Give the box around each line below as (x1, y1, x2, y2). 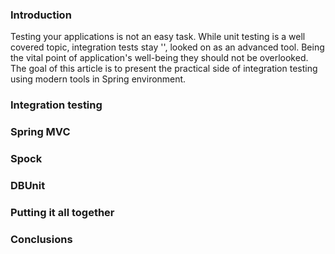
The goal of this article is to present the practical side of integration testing (10, 63, 318, 75)
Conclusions (10, 232, 73, 246)
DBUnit (10, 178, 46, 192)
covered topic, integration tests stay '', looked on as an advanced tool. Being (10, 41, 325, 53)
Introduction (10, 8, 72, 22)
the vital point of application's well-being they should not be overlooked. (10, 52, 309, 64)
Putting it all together (10, 205, 115, 219)
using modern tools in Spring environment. (10, 73, 187, 85)
